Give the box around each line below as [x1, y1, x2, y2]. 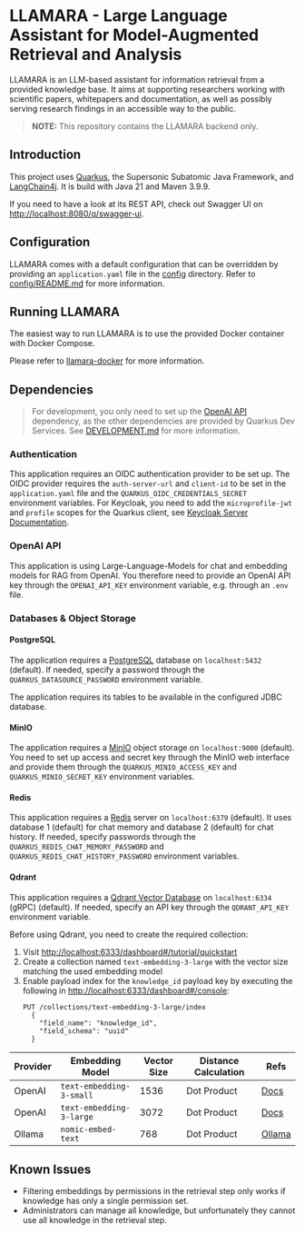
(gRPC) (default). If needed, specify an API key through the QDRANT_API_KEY [9, 901, 290, 912]
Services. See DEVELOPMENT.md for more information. [31, 425, 241, 436]
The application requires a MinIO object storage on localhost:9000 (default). [9, 742, 295, 753]
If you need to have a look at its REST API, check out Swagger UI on [9, 198, 263, 209]
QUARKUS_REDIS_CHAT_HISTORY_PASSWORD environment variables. [9, 851, 240, 861]
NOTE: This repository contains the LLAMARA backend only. [31, 120, 259, 132]
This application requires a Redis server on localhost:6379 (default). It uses [9, 812, 292, 823]
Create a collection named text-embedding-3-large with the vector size [22, 956, 289, 967]
